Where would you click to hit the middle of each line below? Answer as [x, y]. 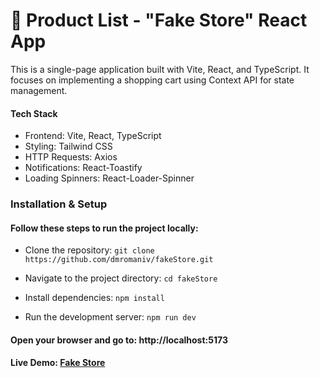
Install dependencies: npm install [94, 298]
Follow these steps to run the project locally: [104, 228]
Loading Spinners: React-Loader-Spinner [109, 178]
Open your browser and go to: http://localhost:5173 [119, 340]
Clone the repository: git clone [89, 250]
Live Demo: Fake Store [58, 363]
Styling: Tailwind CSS [68, 146]
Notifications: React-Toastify [83, 168]
